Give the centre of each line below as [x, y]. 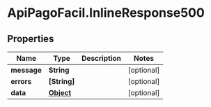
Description [101, 58]
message [26, 70]
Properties [31, 39]
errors [21, 81]
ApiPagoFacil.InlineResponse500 [106, 13]
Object [60, 93]
